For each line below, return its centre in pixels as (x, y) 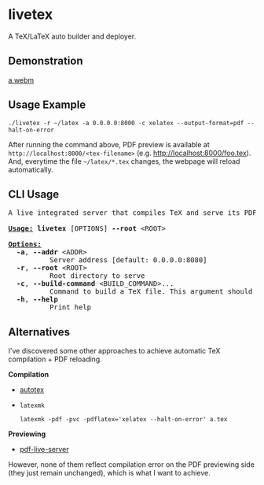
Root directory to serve (97, 276)
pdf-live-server (44, 450)
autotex (32, 390)
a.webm (21, 80)
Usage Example (47, 105)
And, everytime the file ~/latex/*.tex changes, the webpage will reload (124, 161)
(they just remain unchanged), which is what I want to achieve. (109, 473)
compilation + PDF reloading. (55, 359)
